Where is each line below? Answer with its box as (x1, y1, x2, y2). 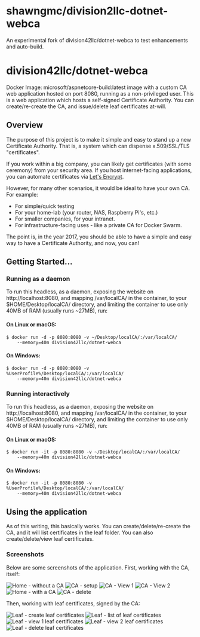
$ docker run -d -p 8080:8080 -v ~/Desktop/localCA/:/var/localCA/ (6, 334, 178, 340)
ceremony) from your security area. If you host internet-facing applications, (6, 166, 192, 174)
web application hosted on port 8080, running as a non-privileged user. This (6, 90, 194, 97)
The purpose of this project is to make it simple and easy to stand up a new (6, 136, 192, 143)
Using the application (6, 507, 88, 517)
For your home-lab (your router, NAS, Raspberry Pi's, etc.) (14, 209, 158, 216)
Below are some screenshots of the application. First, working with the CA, (6, 563, 190, 571)
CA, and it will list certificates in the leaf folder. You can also (6, 529, 153, 536)
